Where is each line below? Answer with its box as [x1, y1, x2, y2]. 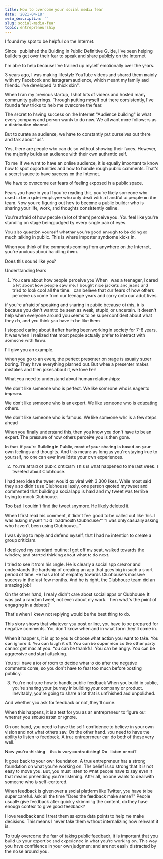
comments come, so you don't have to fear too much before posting [5, 665, 142, 671]
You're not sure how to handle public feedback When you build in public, [12, 680, 158, 686]
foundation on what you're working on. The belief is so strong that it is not [5, 763, 153, 769]
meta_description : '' [5, 16, 49, 21]
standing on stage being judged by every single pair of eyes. [5, 220, 127, 226]
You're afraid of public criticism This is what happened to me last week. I [12, 464, 158, 469]
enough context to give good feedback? [5, 804, 85, 810]
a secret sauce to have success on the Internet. [5, 171, 101, 177]
